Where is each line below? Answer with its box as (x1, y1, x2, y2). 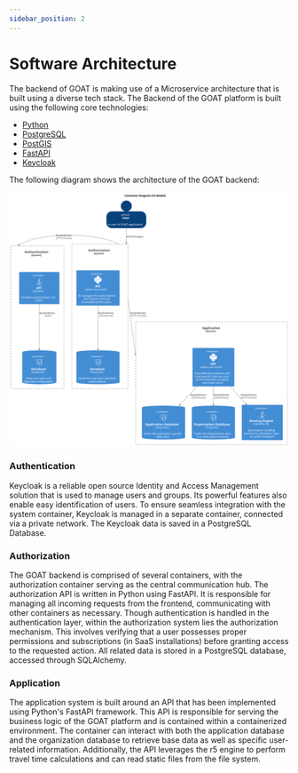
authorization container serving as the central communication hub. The (9, 578, 269, 590)
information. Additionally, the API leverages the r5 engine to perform (36, 745, 286, 755)
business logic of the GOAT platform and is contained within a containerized (9, 716, 287, 727)
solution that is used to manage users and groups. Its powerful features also (9, 490, 287, 500)
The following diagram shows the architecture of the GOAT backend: (9, 174, 260, 185)
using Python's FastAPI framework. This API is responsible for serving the (9, 706, 279, 717)
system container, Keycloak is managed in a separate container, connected (9, 508, 284, 519)
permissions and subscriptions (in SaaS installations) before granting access (9, 635, 289, 646)
